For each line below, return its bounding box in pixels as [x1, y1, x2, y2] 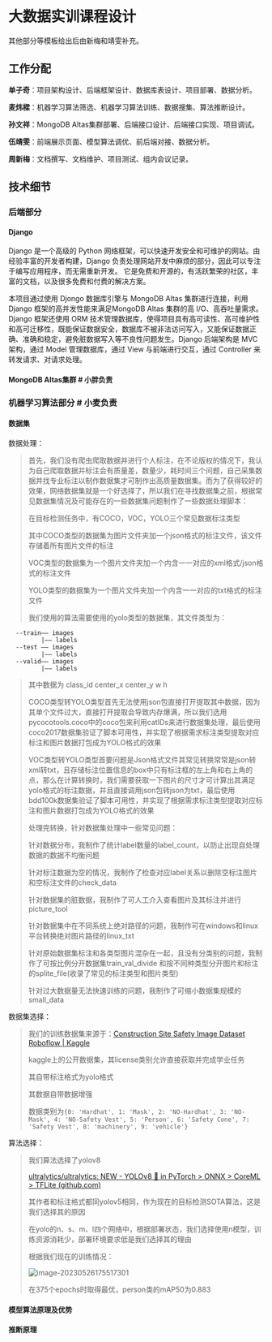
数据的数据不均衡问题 [28, 850, 100, 860]
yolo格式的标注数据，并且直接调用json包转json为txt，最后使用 [28, 785, 236, 795]
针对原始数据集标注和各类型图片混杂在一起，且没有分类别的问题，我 [28, 947, 256, 958]
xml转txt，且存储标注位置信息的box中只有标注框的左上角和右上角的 [28, 765, 253, 775]
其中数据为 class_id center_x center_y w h [28, 680, 168, 689]
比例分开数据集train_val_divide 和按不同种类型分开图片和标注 [56, 958, 259, 968]
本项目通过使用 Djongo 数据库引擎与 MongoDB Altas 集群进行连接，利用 [8, 294, 249, 304]
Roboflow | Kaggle [28, 1038, 91, 1047]
